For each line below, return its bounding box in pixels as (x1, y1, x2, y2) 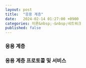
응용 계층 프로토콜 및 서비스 (5, 57, 67, 64)
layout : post (5, 7, 32, 12)
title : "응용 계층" (5, 12, 44, 17)
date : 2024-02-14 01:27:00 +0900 (5, 16, 79, 21)
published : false (5, 26, 41, 31)
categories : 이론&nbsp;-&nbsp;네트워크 (5, 21, 82, 26)
